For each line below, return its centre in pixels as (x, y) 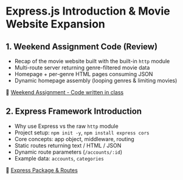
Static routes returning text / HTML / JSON (68, 145)
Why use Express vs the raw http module (67, 126)
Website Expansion (56, 24)
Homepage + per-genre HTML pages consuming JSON (84, 74)
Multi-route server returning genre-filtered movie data (82, 67)
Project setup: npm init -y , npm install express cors (82, 133)
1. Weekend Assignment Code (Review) (82, 47)
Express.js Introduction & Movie (88, 11)
